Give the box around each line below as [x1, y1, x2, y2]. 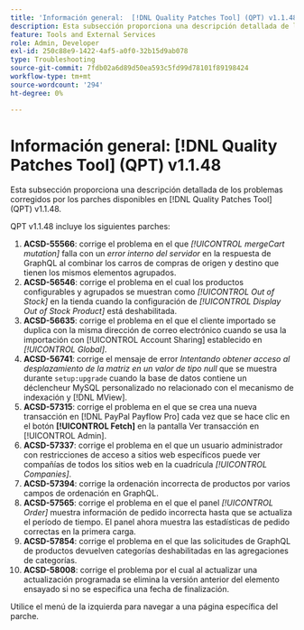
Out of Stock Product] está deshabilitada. [23, 306, 178, 317]
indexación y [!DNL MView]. [23, 392, 128, 403]
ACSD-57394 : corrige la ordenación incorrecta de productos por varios [23, 478, 291, 489]
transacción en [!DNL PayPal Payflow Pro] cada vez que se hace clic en [23, 412, 290, 422]
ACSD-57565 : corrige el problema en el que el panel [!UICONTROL [23, 497, 274, 508]
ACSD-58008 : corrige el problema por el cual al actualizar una [23, 565, 258, 576]
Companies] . [23, 468, 72, 479]
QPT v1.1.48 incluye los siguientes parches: [10, 221, 170, 232]
